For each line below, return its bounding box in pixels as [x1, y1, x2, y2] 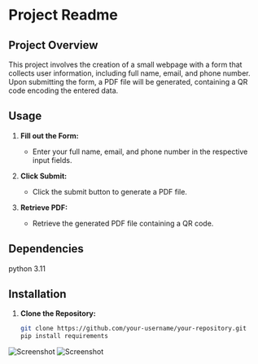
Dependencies [8, 242, 84, 256]
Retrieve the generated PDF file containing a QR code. [32, 218, 214, 228]
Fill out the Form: [20, 130, 79, 140]
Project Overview [8, 38, 98, 52]
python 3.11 [8, 263, 46, 274]
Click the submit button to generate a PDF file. [32, 186, 187, 196]
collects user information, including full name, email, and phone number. [8, 68, 251, 78]
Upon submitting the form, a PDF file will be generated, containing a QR [8, 77, 248, 86]
